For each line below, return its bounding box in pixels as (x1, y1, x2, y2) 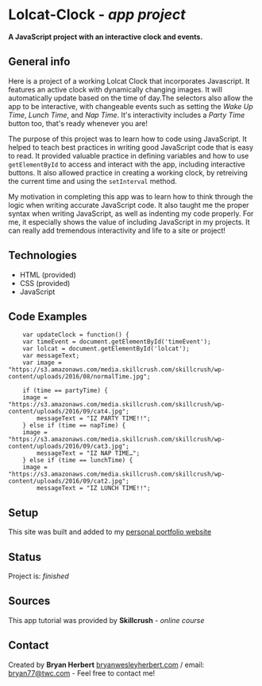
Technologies (8, 249, 78, 262)
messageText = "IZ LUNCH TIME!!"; (37, 484, 151, 492)
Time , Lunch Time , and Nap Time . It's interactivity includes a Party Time (8, 110, 245, 120)
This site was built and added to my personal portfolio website (8, 527, 212, 537)
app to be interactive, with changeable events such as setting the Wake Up (8, 101, 254, 111)
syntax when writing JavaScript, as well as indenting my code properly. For (8, 209, 254, 218)
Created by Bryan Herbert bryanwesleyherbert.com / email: (8, 660, 205, 669)
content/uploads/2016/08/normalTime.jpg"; (8, 373, 151, 381)
